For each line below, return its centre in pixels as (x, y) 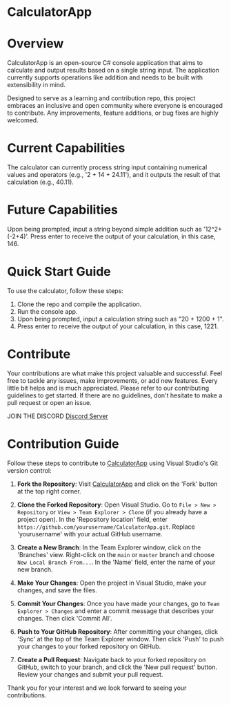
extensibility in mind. (36, 85)
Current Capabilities (66, 148)
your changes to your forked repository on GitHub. (89, 646)
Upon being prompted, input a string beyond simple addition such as (104, 229)
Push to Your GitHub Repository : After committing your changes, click (118, 631)
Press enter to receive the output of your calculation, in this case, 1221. (118, 326)
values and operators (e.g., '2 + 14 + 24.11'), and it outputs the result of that (114, 175)
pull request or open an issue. (49, 402)
